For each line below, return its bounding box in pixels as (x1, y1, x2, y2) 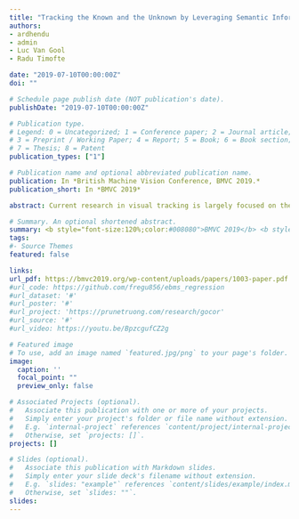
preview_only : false (17, 382, 93, 391)
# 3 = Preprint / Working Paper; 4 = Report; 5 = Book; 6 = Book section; (9, 135, 293, 145)
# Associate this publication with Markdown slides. (9, 464, 217, 473)
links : (9, 266, 34, 275)
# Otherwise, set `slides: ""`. (9, 488, 138, 497)
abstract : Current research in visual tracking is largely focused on (9, 201, 277, 210)
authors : (9, 21, 42, 30)
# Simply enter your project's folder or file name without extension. (9, 414, 289, 423)
